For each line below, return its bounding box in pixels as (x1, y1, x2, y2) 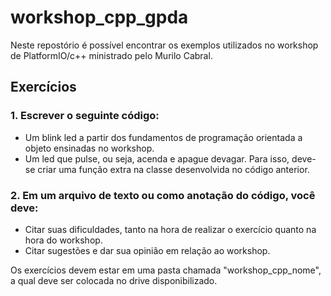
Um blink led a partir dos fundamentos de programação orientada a (24, 131, 303, 143)
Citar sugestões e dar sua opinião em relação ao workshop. (24, 244, 271, 256)
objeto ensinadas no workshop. (24, 142, 155, 154)
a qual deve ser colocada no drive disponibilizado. (10, 274, 218, 286)
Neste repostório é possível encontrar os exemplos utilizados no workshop (10, 39, 319, 51)
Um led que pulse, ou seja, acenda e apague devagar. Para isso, (24, 152, 290, 165)
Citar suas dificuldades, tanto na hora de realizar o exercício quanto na (24, 223, 317, 235)
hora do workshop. (24, 234, 103, 246)
